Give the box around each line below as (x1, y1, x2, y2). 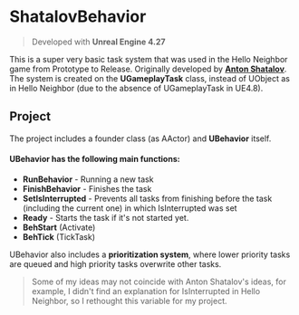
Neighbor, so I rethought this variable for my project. (31, 295, 227, 306)
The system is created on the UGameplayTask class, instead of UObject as (9, 72, 290, 83)
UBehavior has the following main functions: (9, 154, 180, 165)
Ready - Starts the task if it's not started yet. (22, 212, 189, 223)
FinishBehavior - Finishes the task (22, 183, 152, 194)
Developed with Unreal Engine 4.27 (31, 36, 166, 47)
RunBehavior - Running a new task (22, 174, 154, 185)
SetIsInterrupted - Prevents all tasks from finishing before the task (22, 193, 273, 204)
